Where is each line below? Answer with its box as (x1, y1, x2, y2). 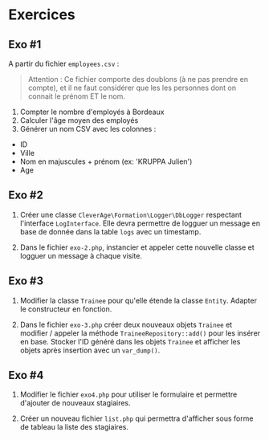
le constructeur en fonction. (19, 304, 112, 314)
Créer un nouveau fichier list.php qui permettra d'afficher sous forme (19, 414, 254, 423)
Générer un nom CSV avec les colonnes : (19, 124, 157, 133)
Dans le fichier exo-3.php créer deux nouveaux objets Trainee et (19, 320, 233, 329)
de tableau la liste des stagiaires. (19, 422, 129, 432)
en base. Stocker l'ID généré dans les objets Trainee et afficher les (19, 336, 241, 346)
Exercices (8, 6, 75, 24)
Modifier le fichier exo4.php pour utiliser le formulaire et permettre (19, 389, 238, 399)
